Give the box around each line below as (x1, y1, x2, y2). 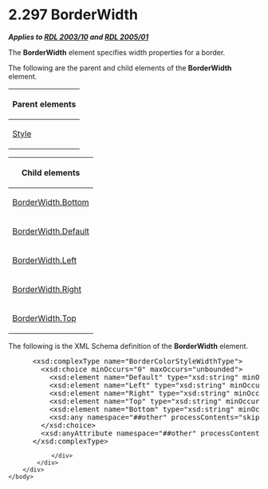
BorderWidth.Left (12, 255, 77, 266)
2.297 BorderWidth (8, 6, 138, 24)
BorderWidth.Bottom (12, 196, 89, 207)
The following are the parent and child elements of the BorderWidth (8, 62, 232, 73)
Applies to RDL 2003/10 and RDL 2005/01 (8, 32, 149, 42)
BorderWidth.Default (12, 226, 89, 237)
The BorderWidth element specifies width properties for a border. (8, 47, 226, 57)
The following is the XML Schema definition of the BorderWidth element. (8, 341, 249, 351)
